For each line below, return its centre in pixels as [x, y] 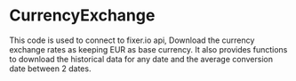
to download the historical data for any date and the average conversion [141, 59]
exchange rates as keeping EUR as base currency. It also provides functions [148, 49]
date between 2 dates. [50, 69]
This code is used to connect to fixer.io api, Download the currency [132, 40]
